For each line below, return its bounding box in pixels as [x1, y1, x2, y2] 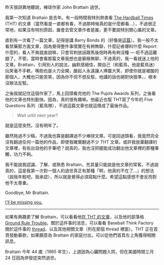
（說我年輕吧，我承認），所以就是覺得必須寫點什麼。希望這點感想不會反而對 [5, 174, 157, 179]
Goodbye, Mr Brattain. [5, 190, 50, 196]
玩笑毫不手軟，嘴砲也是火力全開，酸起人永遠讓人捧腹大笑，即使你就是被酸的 [5, 68, 159, 73]
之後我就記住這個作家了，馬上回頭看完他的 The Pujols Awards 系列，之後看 [5, 90, 156, 96]
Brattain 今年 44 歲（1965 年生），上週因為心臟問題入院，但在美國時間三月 [5, 249, 154, 254]
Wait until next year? [17, 112, 59, 118]
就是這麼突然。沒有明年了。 [5, 123, 61, 128]
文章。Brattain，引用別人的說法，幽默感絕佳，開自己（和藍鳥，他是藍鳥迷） [5, 62, 158, 67]
